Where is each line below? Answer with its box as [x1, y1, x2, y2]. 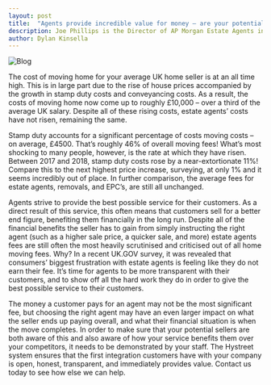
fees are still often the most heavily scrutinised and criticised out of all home [8, 241, 262, 250]
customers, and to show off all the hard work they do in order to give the [8, 275, 249, 285]
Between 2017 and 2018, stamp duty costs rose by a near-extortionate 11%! [8, 157, 259, 166]
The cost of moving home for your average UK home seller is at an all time [8, 72, 256, 82]
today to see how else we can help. [8, 368, 127, 378]
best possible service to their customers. [8, 283, 144, 293]
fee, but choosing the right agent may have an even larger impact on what [8, 308, 254, 317]
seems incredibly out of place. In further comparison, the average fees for [8, 174, 254, 183]
